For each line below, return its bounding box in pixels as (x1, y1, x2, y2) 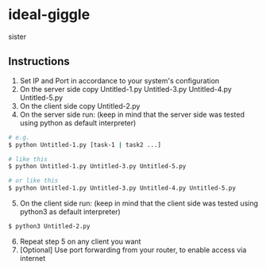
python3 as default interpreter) (19, 207, 121, 216)
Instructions (8, 55, 70, 68)
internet (19, 253, 46, 263)
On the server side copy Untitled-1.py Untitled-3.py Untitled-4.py (19, 84, 232, 94)
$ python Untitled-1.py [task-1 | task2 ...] (8, 140, 161, 148)
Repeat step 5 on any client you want (19, 236, 141, 246)
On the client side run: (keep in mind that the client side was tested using (19, 198, 259, 208)
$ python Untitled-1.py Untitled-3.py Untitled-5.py (8, 163, 187, 171)
